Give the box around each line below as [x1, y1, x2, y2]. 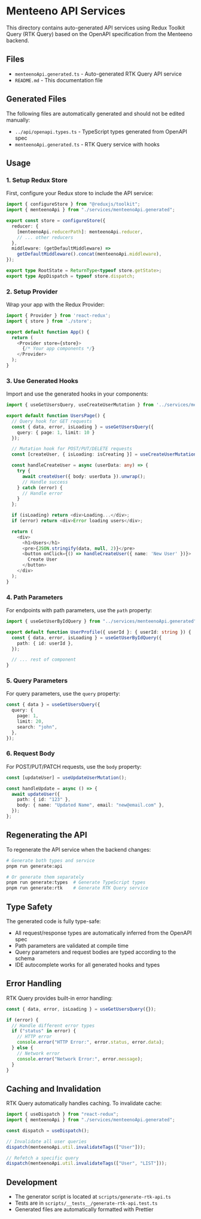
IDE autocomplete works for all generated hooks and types [14, 961, 160, 968]
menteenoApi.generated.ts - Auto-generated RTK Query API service [14, 70, 182, 77]
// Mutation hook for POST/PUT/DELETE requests [11, 446, 133, 452]
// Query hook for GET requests [11, 418, 93, 424]
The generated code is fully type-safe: [6, 917, 101, 925]
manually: [6, 116, 31, 124]
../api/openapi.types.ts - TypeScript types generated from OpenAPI [14, 128, 187, 135]
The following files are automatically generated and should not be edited [6, 110, 185, 117]
